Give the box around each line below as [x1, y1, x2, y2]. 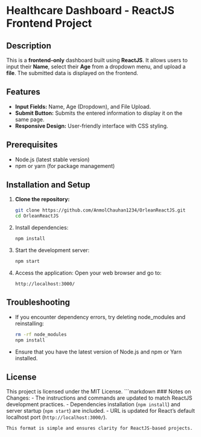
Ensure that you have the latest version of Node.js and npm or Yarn [14, 348, 182, 355]
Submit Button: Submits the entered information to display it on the [14, 109, 183, 117]
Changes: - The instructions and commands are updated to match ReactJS [6, 394, 193, 402]
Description [6, 40, 51, 51]
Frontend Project [6, 16, 92, 30]
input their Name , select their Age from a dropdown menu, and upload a [6, 63, 186, 70]
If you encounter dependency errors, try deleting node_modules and [14, 313, 186, 320]
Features [6, 87, 40, 97]
